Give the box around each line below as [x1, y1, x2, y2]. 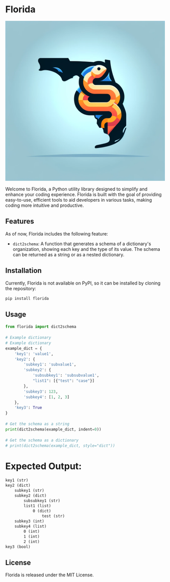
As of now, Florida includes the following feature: [5, 230, 108, 236]
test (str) [41, 513, 65, 519]
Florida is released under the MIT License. [5, 572, 94, 578]
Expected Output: [5, 460, 82, 472]
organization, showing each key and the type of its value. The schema [12, 246, 160, 252]
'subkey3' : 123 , [23, 389, 58, 394]
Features [5, 217, 34, 226]
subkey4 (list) [14, 524, 47, 529]
